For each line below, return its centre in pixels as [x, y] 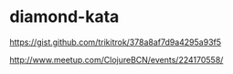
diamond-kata [64, 17]
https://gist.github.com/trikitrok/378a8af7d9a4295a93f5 [116, 42]
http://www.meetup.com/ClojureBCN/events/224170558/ [116, 59]
